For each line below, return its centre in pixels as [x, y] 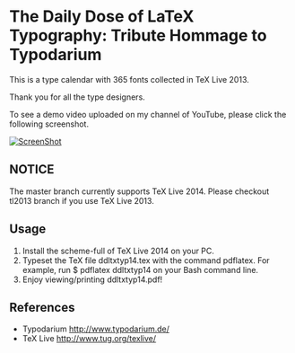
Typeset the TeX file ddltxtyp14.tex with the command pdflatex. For [146, 260]
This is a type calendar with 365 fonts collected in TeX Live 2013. [129, 79]
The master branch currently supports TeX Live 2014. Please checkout [139, 191]
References [42, 307]
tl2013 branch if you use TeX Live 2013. [82, 200]
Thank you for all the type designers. [77, 97]
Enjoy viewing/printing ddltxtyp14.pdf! [92, 279]
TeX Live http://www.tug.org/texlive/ [89, 339]
